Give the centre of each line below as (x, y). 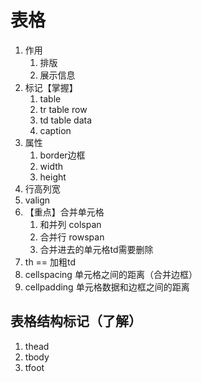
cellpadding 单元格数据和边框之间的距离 (107, 287)
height (53, 177)
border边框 (62, 155)
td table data (66, 120)
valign (37, 200)
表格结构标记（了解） (76, 321)
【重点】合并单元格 (64, 212)
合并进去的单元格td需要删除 (96, 249)
